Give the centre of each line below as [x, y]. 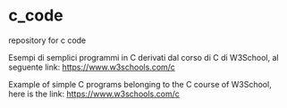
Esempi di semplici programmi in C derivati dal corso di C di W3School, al [143, 57]
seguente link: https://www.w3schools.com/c [92, 67]
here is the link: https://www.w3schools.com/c [94, 94]
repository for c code [47, 40]
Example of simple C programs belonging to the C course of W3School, [140, 84]
